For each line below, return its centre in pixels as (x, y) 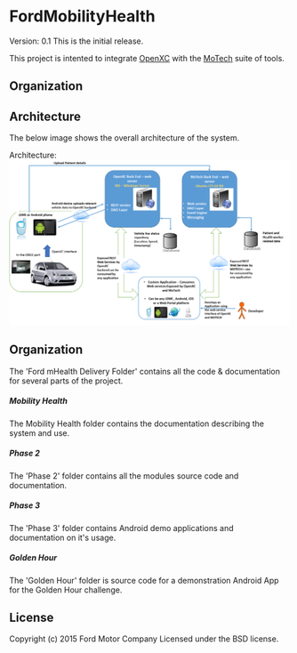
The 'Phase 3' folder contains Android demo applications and (121, 528)
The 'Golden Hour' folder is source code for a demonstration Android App (144, 580)
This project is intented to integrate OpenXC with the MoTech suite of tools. (147, 58)
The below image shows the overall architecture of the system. (124, 138)
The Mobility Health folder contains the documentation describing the (137, 423)
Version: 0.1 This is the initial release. (76, 41)
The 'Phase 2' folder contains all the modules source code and (124, 476)
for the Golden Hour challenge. (66, 590)
